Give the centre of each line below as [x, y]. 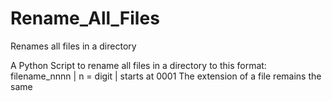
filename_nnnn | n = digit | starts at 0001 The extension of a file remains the [166, 76]
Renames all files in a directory [73, 46]
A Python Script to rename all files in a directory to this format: [138, 65]
